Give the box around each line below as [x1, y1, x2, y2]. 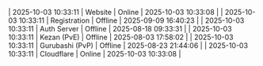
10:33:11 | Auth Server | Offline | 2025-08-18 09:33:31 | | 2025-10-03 [8, 24, 232, 33]
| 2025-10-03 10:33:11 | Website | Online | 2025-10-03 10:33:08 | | [8, 8, 223, 16]
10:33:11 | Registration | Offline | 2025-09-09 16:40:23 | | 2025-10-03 [18, 16, 245, 25]
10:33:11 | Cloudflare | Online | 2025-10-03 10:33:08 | [8, 49, 181, 58]
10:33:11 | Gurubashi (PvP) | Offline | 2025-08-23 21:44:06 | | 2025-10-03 [8, 41, 248, 50]
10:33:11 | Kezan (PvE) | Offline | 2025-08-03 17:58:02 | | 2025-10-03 [8, 32, 234, 42]
